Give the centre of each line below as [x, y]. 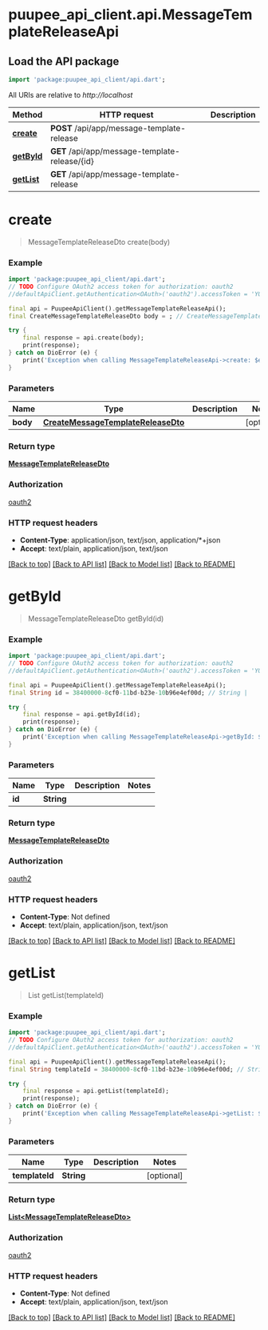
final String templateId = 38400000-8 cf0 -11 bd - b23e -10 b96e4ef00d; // [126, 1069]
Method [28, 114]
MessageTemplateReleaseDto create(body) [99, 242]
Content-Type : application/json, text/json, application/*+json [120, 540]
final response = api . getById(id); [82, 715]
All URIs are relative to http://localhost [71, 94]
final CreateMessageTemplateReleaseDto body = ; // [96, 316]
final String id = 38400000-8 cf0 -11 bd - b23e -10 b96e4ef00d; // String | [128, 693]
